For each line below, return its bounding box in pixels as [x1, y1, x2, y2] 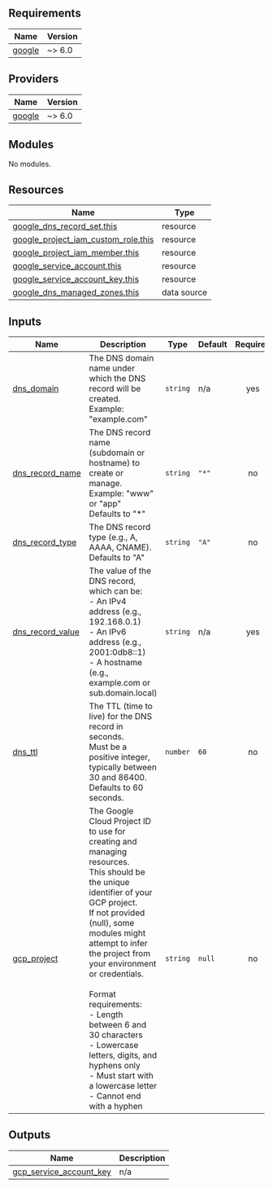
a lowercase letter [89, 1081, 158, 1092]
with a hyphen [89, 1101, 144, 1112]
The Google [89, 805, 134, 817]
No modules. [8, 159, 51, 169]
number [165, 747, 191, 756]
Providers [8, 72, 59, 86]
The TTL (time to [89, 700, 153, 712]
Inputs [8, 314, 42, 328]
